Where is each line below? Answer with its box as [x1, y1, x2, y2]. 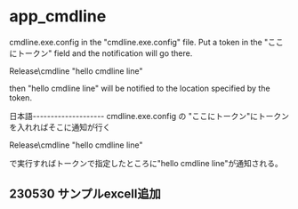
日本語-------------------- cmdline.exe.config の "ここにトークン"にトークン [9, 110, 289, 121]
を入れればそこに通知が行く [9, 122, 111, 133]
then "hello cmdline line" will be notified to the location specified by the [9, 83, 270, 93]
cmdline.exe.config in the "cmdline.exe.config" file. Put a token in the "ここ [9, 36, 285, 47]
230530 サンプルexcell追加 [9, 187, 162, 202]
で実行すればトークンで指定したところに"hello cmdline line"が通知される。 [9, 157, 283, 168]
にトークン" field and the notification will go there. [9, 47, 193, 59]
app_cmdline [9, 6, 107, 27]
